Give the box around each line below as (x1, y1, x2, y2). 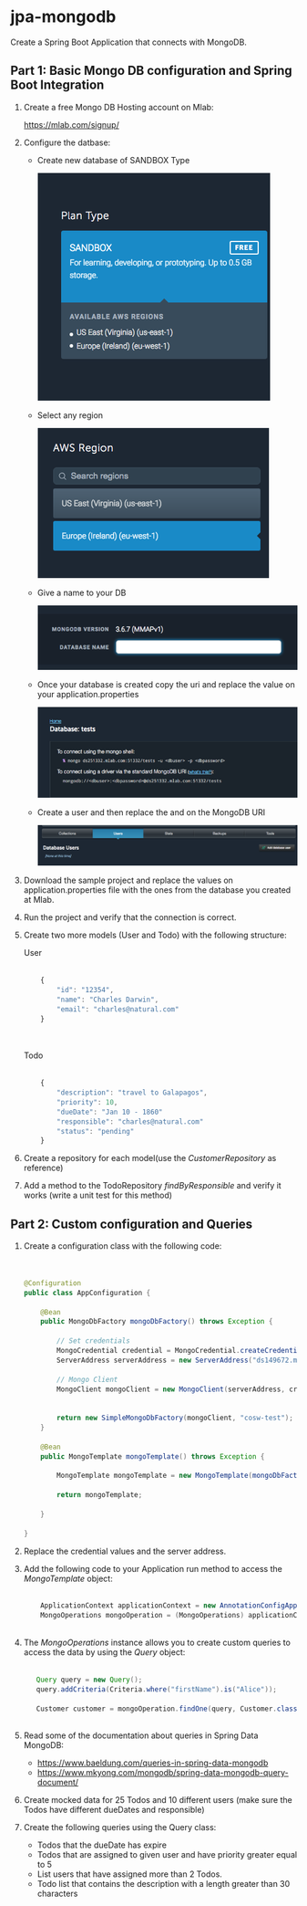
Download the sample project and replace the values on (23, 874, 233, 886)
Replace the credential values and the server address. (23, 1545, 227, 1556)
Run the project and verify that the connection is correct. (23, 912, 237, 923)
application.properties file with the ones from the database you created (23, 885, 292, 895)
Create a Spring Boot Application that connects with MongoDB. (10, 37, 247, 47)
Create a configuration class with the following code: (23, 1241, 222, 1251)
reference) (23, 1162, 64, 1174)
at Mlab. (23, 895, 55, 906)
